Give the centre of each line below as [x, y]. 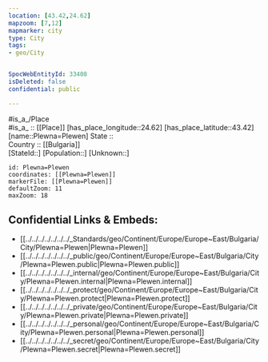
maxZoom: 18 [28, 195]
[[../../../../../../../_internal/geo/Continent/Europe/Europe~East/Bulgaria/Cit [140, 273]
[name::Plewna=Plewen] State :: [61, 136]
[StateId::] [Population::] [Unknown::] [69, 153]
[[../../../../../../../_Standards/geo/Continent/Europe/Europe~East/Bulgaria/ [139, 239]
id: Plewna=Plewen [39, 167]
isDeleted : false [37, 82]
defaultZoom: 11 [35, 189]
